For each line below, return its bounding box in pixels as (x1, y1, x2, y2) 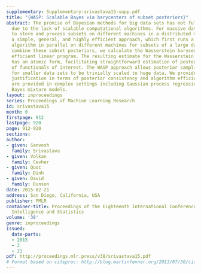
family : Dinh (11, 170, 44, 176)
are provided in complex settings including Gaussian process (11, 81, 170, 87)
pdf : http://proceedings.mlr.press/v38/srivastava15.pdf (6, 254, 151, 260)
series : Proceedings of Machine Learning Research (6, 98, 135, 103)
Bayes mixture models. (11, 87, 68, 93)
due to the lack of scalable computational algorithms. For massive (11, 25, 186, 32)
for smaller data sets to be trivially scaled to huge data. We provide (11, 70, 197, 76)
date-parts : (11, 231, 42, 237)
